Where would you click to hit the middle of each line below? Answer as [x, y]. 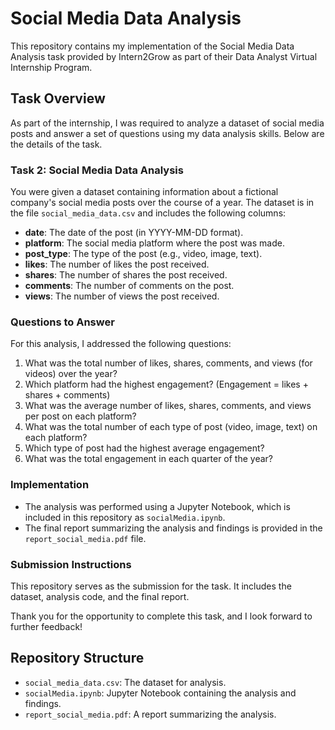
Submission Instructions [71, 564]
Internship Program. [51, 67]
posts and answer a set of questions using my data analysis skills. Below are [167, 133]
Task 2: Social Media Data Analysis [97, 170]
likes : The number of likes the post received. [117, 264]
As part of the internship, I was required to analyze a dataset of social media [167, 123]
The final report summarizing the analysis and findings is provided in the [173, 528]
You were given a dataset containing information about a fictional [144, 192]
